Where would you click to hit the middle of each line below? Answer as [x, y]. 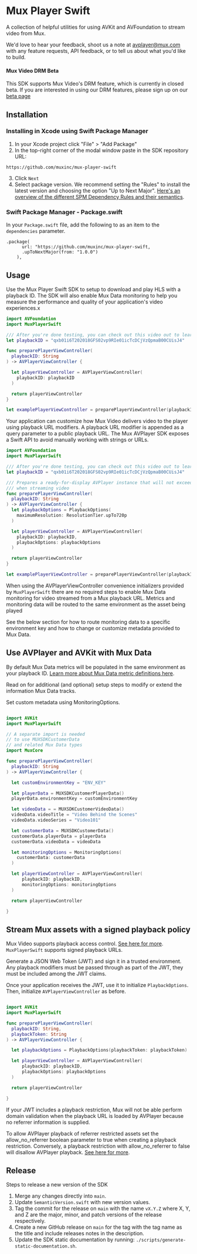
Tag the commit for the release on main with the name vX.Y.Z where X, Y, [102, 1209]
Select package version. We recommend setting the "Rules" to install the [102, 184]
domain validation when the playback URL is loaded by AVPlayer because [95, 1116]
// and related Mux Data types [44, 745]
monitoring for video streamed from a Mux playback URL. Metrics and [90, 598]
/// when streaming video [38, 488]
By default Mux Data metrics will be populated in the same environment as [96, 667]
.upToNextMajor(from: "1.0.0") [60, 252]
